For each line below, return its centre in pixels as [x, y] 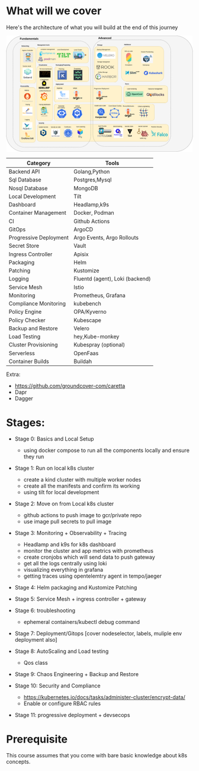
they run [34, 457]
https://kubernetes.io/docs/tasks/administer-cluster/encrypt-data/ [104, 697]
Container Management [37, 213]
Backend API [24, 172]
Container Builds [29, 361]
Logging [19, 279]
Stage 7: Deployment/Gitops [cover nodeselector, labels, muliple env [98, 633]
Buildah [83, 361]
